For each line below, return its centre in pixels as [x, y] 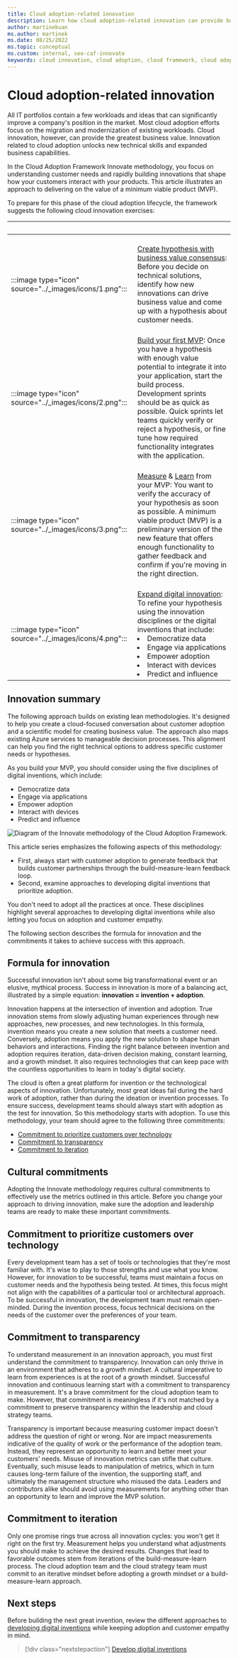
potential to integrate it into [182, 366]
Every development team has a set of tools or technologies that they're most [119, 1262]
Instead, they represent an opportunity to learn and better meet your [107, 1451]
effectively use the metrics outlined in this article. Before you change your [115, 1196]
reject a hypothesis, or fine [182, 429]
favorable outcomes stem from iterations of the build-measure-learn [107, 1558]
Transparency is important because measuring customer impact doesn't [113, 1429]
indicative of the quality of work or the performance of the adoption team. [115, 1443]
